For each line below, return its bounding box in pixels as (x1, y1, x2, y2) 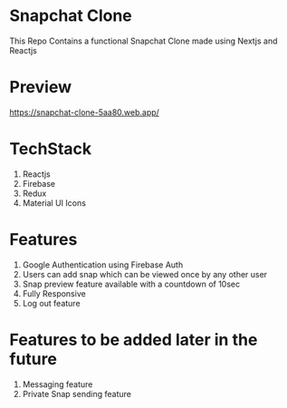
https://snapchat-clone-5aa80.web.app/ (9, 106, 160, 118)
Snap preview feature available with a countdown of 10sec (22, 278, 241, 289)
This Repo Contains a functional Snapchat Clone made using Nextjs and (9, 35, 278, 46)
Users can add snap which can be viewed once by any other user (22, 268, 268, 279)
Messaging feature (22, 378, 93, 390)
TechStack (9, 139, 92, 160)
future (9, 348, 57, 369)
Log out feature (22, 297, 81, 308)
